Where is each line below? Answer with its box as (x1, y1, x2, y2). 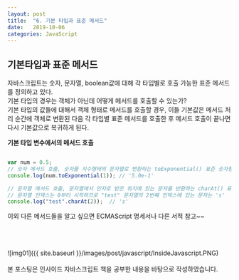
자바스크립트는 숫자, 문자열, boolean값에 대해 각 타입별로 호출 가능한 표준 (7, 79, 211, 88)
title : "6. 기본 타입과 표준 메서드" (7, 17, 107, 24)
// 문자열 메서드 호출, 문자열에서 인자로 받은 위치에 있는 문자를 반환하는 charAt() (7, 185, 224, 192)
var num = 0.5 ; (7, 159, 53, 166)
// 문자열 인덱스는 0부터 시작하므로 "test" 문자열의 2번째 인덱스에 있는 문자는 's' (7, 192, 225, 199)
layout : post (7, 10, 46, 18)
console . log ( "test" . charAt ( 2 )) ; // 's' (7, 198, 129, 205)
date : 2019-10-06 (7, 24, 65, 31)
